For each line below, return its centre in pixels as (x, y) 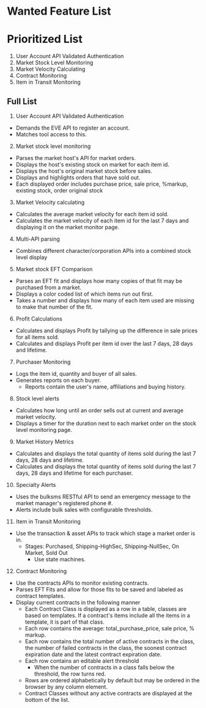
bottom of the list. (47, 699)
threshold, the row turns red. (70, 674)
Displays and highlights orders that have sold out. (78, 177)
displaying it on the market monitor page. (68, 227)
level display (31, 257)
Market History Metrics (45, 442)
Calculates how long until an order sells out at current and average (100, 410)
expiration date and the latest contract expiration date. (93, 654)
